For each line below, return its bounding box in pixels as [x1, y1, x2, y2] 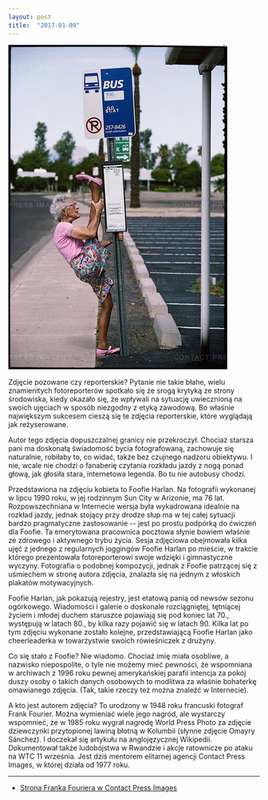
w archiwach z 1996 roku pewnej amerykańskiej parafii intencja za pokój [8, 667, 246, 678]
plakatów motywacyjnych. [8, 577, 94, 587]
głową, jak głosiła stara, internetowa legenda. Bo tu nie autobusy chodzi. [8, 469, 246, 478]
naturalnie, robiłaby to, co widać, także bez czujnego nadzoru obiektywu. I [8, 452, 253, 461]
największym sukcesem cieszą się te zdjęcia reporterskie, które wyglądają [8, 411, 253, 421]
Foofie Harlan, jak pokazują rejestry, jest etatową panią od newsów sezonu [8, 593, 254, 603]
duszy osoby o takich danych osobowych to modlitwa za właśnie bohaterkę [8, 676, 257, 686]
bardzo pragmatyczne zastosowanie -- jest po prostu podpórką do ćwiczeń [8, 518, 257, 528]
